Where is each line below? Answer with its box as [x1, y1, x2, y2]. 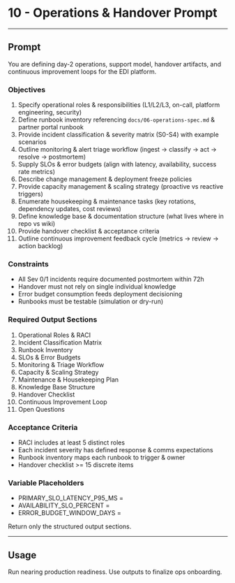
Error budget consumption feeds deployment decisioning [17, 290, 183, 298]
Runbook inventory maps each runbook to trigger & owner [17, 453, 185, 461]
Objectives [8, 85, 46, 94]
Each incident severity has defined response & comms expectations [17, 445, 213, 454]
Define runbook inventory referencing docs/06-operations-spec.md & [17, 115, 215, 124]
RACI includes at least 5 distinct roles [17, 438, 125, 447]
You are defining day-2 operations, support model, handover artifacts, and [8, 59, 222, 68]
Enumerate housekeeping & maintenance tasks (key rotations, [17, 197, 196, 206]
